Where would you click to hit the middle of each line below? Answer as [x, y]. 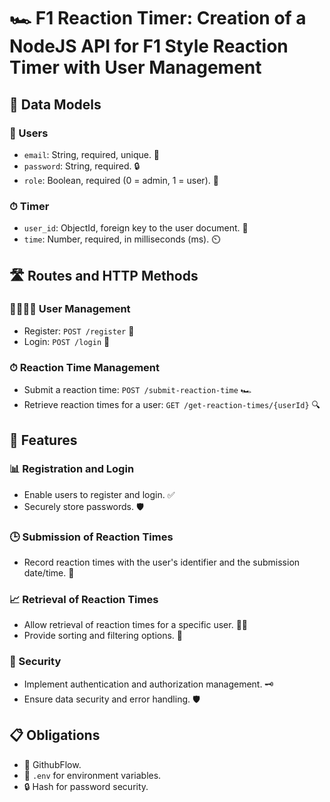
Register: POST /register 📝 [79, 331]
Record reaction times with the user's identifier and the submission [162, 562]
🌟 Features [43, 440]
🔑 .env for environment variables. [92, 775]
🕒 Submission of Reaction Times [91, 537]
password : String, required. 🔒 [82, 166]
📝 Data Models [55, 104]
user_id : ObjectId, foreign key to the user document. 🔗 [136, 228]
